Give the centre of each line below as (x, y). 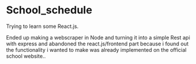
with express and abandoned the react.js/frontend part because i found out (97, 44)
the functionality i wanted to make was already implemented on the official (96, 49)
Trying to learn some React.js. (42, 26)
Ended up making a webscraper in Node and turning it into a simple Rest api (98, 37)
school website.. (26, 56)
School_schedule (49, 10)
